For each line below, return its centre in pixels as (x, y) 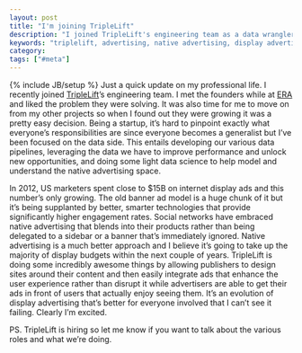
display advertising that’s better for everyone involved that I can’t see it (141, 303)
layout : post (34, 18)
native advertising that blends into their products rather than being (132, 226)
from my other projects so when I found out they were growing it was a (141, 114)
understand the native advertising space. (85, 171)
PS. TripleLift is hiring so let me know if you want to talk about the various (145, 330)
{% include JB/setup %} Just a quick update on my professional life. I (138, 85)
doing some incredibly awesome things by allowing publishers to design (143, 265)
